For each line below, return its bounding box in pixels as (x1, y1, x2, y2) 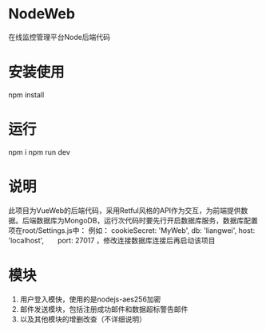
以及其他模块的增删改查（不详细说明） (19, 314, 146, 324)
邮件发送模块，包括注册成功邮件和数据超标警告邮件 (19, 304, 189, 313)
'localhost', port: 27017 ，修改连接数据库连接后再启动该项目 (8, 235, 216, 245)
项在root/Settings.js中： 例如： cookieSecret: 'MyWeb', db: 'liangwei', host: (8, 225, 256, 235)
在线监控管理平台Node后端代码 (8, 32, 110, 41)
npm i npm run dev (8, 147, 70, 156)
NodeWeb (8, 5, 76, 23)
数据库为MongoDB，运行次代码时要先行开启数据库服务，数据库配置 (35, 215, 258, 225)
